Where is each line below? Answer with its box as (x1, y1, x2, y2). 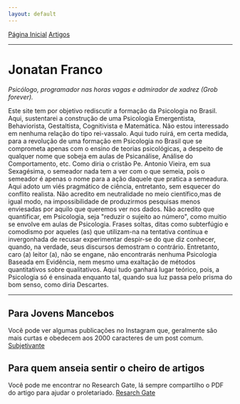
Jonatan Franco (8, 61, 103, 78)
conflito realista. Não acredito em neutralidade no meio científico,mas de (8, 189, 221, 198)
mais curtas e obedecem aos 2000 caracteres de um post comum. (8, 334, 204, 342)
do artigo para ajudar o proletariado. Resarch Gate (8, 388, 156, 397)
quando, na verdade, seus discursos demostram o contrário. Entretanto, (8, 243, 219, 251)
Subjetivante (8, 341, 45, 350)
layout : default (8, 10, 56, 18)
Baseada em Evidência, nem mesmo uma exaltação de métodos (8, 257, 196, 266)
